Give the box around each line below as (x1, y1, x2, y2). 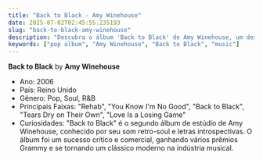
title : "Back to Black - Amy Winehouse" (8, 11, 142, 20)
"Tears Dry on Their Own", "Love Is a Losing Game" (19, 110, 186, 119)
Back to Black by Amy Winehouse (8, 62, 120, 71)
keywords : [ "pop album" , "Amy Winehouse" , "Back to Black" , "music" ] (8, 41, 240, 48)
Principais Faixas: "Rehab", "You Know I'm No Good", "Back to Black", (19, 102, 245, 112)
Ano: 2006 (19, 77, 54, 87)
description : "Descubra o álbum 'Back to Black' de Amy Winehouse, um (8, 33, 243, 41)
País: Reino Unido (19, 85, 77, 94)
